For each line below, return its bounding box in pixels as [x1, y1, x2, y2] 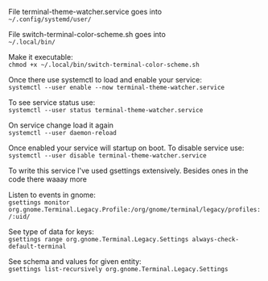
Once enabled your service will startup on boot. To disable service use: [8, 143, 245, 153]
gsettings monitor [8, 199, 70, 207]
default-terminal [8, 242, 67, 250]
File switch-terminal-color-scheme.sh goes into [8, 30, 167, 39]
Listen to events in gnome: [8, 190, 97, 199]
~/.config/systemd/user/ [8, 15, 92, 23]
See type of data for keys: [8, 227, 94, 237]
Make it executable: [8, 52, 74, 61]
